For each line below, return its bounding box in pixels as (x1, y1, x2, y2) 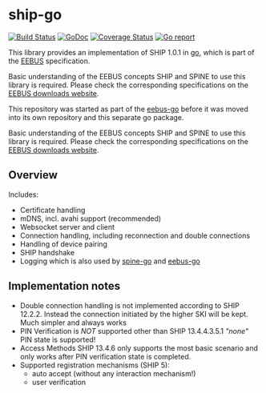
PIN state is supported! (19, 335, 96, 344)
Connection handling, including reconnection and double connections (19, 231, 251, 240)
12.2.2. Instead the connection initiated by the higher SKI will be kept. (19, 309, 248, 319)
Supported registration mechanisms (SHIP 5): (19, 360, 170, 370)
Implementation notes (8, 279, 121, 293)
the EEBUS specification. (8, 56, 91, 66)
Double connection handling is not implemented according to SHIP (19, 300, 240, 310)
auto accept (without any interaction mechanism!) (31, 368, 196, 378)
